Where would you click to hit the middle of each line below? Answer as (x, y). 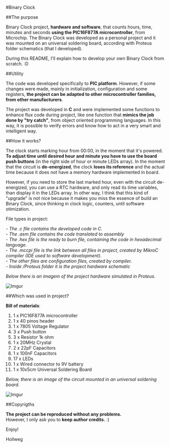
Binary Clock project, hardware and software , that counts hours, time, (79, 27)
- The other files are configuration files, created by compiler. (69, 261)
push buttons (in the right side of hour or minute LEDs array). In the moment (86, 161)
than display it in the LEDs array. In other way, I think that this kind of (77, 193)
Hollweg (14, 439)
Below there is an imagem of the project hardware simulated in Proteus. (81, 276)
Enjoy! (12, 429)
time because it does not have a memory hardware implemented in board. (83, 172)
